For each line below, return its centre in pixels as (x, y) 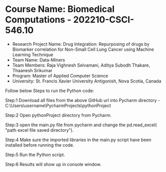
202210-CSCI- (104, 20)
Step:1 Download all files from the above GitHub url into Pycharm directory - (83, 100)
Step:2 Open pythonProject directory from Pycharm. (58, 115)
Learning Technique (33, 54)
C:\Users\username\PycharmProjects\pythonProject (58, 105)
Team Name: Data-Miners (39, 60)
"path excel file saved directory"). (39, 130)
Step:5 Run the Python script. (35, 155)
